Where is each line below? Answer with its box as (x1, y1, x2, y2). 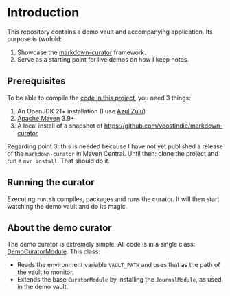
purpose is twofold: (7, 34, 62, 43)
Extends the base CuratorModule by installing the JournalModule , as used (16, 275, 222, 284)
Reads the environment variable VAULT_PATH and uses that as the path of (16, 261, 221, 269)
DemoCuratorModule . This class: (7, 247, 101, 255)
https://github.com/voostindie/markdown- (104, 122, 223, 130)
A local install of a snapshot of (16, 122, 103, 130)
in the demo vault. (16, 283, 69, 291)
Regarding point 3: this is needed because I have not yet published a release (7, 142, 224, 150)
